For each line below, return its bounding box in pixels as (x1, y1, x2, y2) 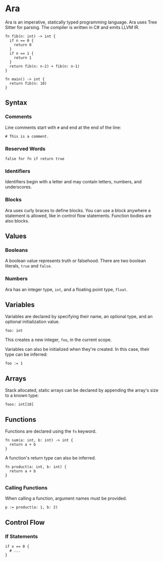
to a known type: (5, 392, 39, 398)
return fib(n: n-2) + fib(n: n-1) (9, 64, 80, 69)
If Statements (5, 533, 38, 539)
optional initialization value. (5, 319, 60, 325)
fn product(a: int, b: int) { (5, 464, 67, 469)
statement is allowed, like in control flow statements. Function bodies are (5, 213, 152, 219)
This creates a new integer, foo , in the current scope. (5, 337, 112, 343)
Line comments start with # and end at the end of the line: (5, 124, 121, 130)
